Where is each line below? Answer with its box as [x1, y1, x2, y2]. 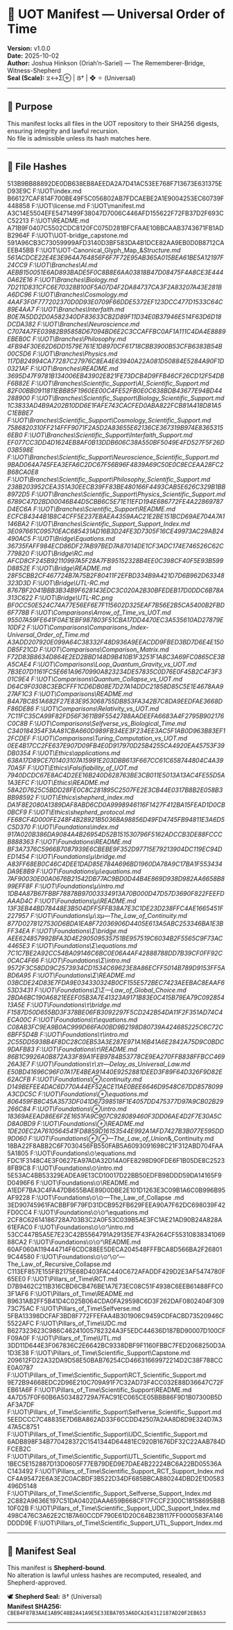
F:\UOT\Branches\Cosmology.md [33, 290, 128, 299]
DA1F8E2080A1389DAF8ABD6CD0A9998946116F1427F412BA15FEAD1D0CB [7, 800, 225, 809]
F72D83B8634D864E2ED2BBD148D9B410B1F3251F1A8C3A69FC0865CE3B [7, 652, 225, 660]
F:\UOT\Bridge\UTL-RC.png [34, 593, 113, 601]
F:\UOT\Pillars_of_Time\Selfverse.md [35, 1304, 141, 1313]
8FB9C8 [7, 1164, 31, 1172]
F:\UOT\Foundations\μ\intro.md [34, 882, 125, 890]
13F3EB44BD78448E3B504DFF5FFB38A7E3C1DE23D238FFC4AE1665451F [7, 904, 224, 912]
